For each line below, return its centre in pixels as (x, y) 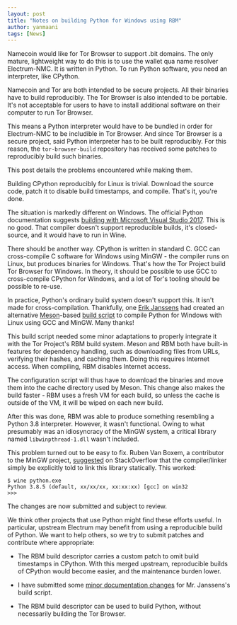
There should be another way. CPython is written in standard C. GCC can (114, 249)
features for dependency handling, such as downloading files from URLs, (114, 352)
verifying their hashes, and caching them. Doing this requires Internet (109, 359)
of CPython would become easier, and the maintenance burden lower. (119, 571)
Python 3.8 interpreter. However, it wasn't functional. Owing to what (106, 424)
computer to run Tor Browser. (50, 113)
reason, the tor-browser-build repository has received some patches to (112, 149)
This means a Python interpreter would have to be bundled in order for (110, 126)
